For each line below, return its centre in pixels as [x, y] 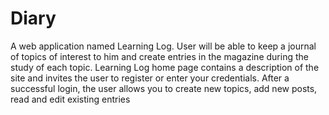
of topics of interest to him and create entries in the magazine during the [159, 56]
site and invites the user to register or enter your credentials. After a [150, 78]
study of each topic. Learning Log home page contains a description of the [165, 67]
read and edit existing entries [70, 99]
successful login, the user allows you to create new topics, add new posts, [164, 88]
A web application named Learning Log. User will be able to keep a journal [163, 46]
